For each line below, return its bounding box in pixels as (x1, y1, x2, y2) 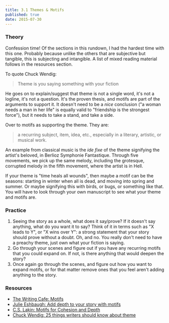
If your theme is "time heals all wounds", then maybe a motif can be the (5, 172, 154, 178)
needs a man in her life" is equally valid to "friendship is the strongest (5, 107, 150, 113)
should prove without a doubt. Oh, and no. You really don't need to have (12, 234, 162, 240)
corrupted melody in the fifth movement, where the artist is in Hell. (5, 163, 143, 169)
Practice (5, 207, 26, 214)
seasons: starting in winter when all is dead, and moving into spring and (5, 178, 155, 184)
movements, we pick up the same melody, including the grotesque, (5, 157, 145, 163)
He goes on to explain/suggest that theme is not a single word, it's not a (5, 90, 155, 97)
